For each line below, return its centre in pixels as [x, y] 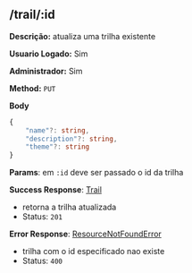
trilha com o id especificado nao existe [93, 252]
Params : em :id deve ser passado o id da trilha [96, 173]
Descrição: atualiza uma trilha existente [83, 36]
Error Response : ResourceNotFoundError [86, 234]
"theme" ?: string [58, 147]
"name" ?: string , [58, 130]
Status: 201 [42, 217]
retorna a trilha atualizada [69, 207]
